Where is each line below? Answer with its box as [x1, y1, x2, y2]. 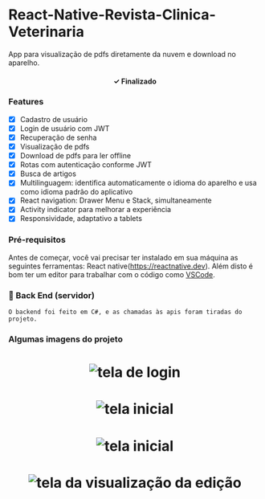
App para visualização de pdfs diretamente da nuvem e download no [8, 49, 237, 59]
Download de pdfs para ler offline [19, 151, 131, 161]
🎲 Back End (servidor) [8, 289, 95, 301]
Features [8, 96, 44, 108]
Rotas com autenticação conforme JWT [19, 160, 153, 170]
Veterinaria [8, 22, 84, 41]
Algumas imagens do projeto [8, 333, 123, 345]
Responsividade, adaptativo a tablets [19, 214, 143, 223]
